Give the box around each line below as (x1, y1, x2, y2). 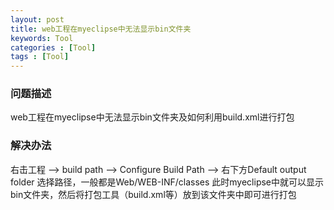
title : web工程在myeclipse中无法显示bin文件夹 (10, 24, 192, 34)
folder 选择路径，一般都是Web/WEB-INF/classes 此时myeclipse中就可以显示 (10, 176, 325, 188)
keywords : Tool (10, 33, 74, 43)
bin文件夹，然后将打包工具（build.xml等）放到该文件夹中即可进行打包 (10, 188, 297, 200)
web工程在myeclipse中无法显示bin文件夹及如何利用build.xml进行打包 (10, 111, 295, 123)
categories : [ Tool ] (10, 42, 97, 53)
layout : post (10, 14, 65, 25)
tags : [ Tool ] (10, 52, 70, 62)
